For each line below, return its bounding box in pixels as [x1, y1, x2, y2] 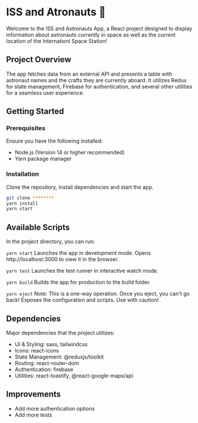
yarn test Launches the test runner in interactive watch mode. [6, 267, 158, 275]
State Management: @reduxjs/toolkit [14, 353, 104, 360]
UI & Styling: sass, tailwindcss [14, 340, 88, 348]
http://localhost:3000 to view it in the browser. [6, 256, 119, 263]
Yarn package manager [14, 155, 72, 162]
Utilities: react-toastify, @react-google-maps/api [14, 372, 134, 379]
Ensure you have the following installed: [6, 137, 103, 144]
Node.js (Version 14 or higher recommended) [14, 149, 125, 156]
